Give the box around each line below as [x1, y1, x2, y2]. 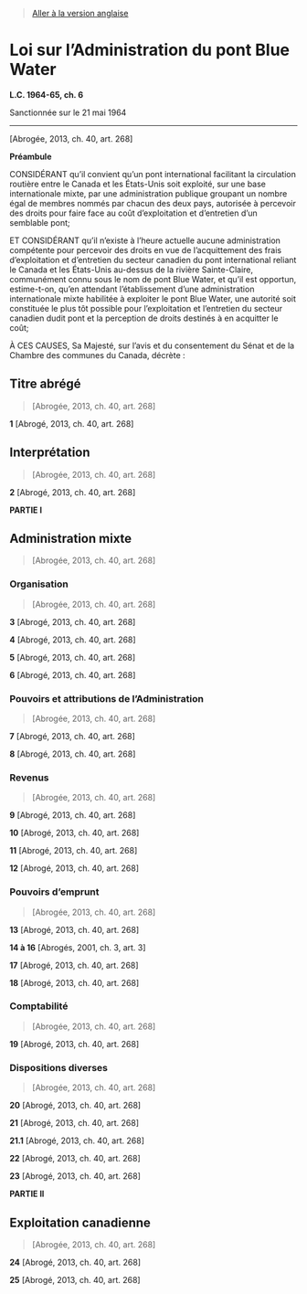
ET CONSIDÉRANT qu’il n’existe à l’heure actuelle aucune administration [9, 235, 281, 246]
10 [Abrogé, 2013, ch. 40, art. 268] [9, 827, 140, 839]
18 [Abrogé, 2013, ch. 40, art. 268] [9, 977, 140, 988]
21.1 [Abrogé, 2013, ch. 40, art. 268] [9, 1135, 144, 1146]
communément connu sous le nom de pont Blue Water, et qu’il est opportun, [9, 273, 297, 284]
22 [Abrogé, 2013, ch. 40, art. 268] [9, 1153, 142, 1164]
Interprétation [9, 445, 90, 461]
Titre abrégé [9, 377, 81, 392]
